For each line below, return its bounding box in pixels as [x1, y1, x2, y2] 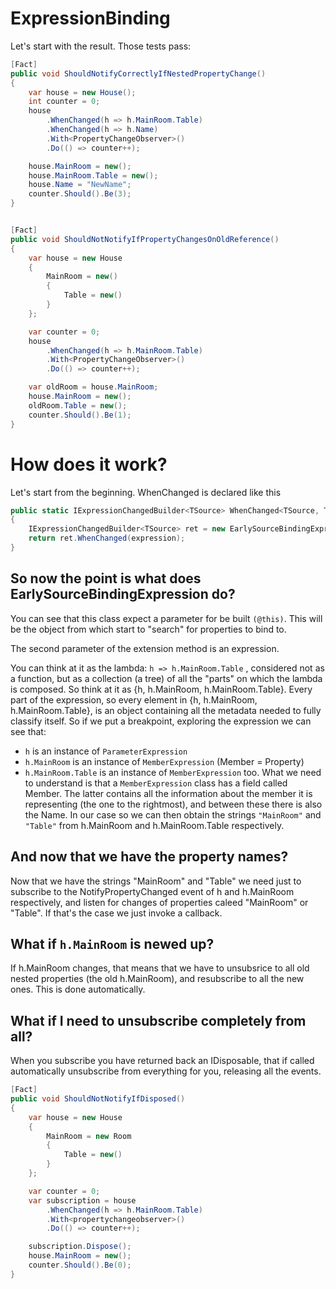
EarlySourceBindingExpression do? [10, 586, 236, 603]
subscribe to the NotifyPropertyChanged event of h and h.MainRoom [10, 885, 295, 897]
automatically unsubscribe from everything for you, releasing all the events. [10, 1065, 322, 1077]
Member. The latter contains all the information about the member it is [24, 787, 313, 799]
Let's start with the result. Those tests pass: [10, 40, 192, 52]
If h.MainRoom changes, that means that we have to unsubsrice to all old [10, 962, 310, 974]
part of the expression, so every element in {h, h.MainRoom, [10, 693, 258, 706]
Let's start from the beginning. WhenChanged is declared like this [10, 486, 282, 498]
